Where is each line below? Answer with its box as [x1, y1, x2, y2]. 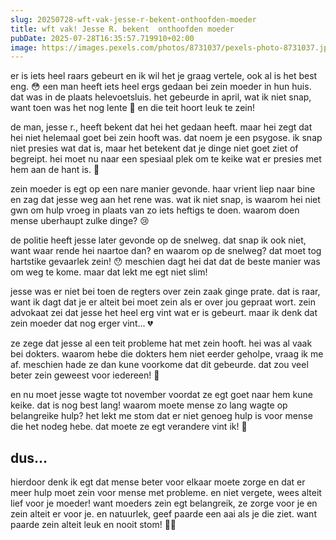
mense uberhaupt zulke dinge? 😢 [10, 215, 150, 227]
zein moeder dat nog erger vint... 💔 [10, 317, 153, 330]
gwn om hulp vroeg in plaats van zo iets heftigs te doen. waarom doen [10, 204, 300, 216]
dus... [10, 449, 48, 466]
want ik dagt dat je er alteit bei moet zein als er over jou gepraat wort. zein [10, 296, 316, 308]
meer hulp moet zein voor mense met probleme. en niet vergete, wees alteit [10, 487, 322, 499]
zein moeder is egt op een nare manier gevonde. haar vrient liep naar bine [10, 183, 316, 195]
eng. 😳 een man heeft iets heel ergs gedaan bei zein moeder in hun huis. [10, 81, 312, 93]
